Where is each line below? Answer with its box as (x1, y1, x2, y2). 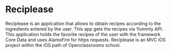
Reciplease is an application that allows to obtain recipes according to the (5, 20, 161, 26)
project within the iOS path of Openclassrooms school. (5, 42, 121, 48)
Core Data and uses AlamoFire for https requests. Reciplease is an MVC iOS (5, 37, 166, 43)
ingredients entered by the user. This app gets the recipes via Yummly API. (5, 25, 163, 32)
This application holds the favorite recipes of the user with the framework (5, 31, 161, 37)
